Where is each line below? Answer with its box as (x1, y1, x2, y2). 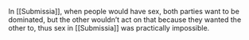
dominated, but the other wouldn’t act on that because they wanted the (8, 15, 242, 24)
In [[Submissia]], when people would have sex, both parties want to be (8, 7, 240, 16)
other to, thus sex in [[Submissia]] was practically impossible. (8, 24, 210, 32)
